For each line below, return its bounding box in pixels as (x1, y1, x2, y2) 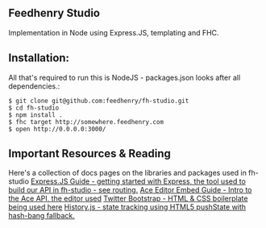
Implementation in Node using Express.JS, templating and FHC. (8, 27, 219, 37)
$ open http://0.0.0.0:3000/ (8, 125, 106, 133)
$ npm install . (8, 110, 63, 119)
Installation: (8, 52, 70, 65)
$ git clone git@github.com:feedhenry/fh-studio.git (8, 97, 189, 105)
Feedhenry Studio (8, 6, 101, 20)
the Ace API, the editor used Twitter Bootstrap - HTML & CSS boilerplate (8, 193, 248, 204)
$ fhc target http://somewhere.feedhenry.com (8, 118, 164, 126)
